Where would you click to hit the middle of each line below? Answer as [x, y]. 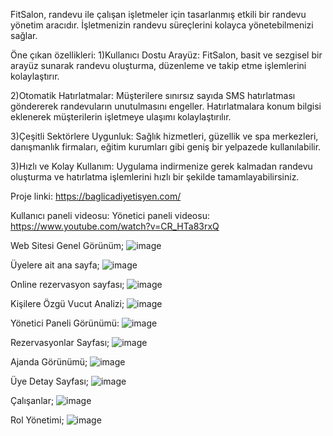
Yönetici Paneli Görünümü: [65, 323]
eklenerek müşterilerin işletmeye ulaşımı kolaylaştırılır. [121, 117]
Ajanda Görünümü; [49, 362]
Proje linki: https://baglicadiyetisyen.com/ [96, 196]
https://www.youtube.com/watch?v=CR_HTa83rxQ [115, 226]
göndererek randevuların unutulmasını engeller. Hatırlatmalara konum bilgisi [166, 106]
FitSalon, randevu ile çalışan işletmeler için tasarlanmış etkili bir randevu [158, 14]
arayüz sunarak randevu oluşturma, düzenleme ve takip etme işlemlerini [158, 65]
